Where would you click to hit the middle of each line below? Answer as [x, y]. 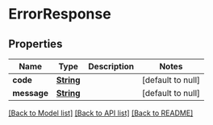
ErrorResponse [60, 14]
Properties [35, 44]
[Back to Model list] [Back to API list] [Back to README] [101, 113]
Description [111, 67]
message [30, 93]
